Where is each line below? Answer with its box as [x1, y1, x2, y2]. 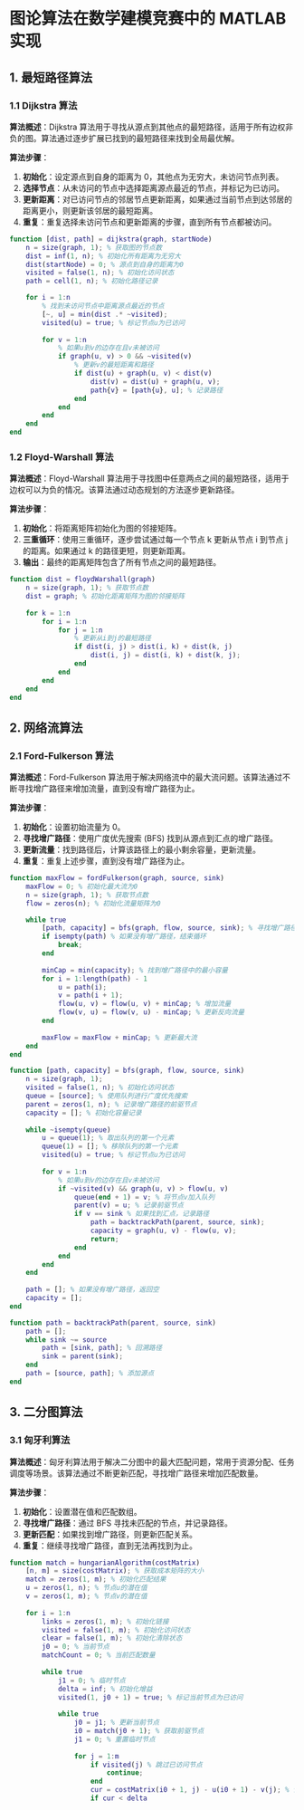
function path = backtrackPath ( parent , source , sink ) [9, 1318, 217, 1327]
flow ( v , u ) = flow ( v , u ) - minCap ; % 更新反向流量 [57, 1008, 245, 1017]
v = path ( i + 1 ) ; [57, 991, 124, 1001]
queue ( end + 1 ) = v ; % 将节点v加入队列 [73, 1192, 215, 1202]
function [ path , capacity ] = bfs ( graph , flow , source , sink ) [9, 1066, 245, 1076]
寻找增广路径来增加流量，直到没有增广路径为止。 [16, 783, 200, 794]
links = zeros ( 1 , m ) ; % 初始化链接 [42, 1617, 169, 1626]
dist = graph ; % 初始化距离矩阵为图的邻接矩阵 [25, 592, 185, 601]
